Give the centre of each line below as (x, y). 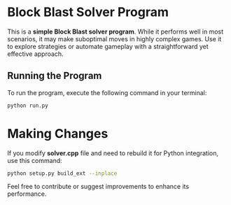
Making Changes (58, 133)
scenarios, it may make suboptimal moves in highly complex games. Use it (114, 38)
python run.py (28, 106)
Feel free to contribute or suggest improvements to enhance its (98, 187)
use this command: (35, 160)
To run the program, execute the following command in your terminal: (107, 92)
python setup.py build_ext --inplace (62, 173)
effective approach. (36, 54)
